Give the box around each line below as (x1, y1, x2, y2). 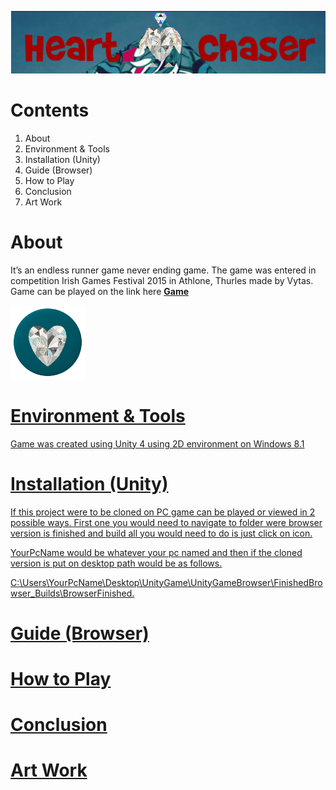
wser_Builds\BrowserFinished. (10, 587, 135, 599)
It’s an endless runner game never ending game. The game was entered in (10, 264, 317, 276)
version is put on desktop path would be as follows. (10, 557, 223, 569)
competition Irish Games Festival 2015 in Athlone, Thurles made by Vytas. (10, 274, 314, 286)
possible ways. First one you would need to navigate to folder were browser (10, 516, 323, 528)
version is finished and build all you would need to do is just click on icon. (10, 527, 313, 539)
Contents (10, 99, 90, 121)
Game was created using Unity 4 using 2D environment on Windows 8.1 (10, 437, 305, 450)
